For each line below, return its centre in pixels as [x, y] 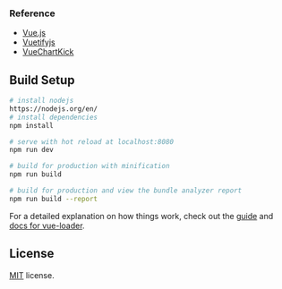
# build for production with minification [90, 166]
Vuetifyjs [38, 42]
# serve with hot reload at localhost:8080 [92, 141]
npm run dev [31, 150]
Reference [32, 13]
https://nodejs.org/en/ [54, 109]
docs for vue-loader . [47, 225]
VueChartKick [48, 52]
